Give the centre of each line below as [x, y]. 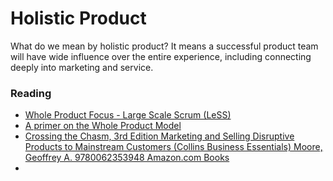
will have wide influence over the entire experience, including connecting [161, 56]
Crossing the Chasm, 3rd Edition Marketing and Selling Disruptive [159, 136]
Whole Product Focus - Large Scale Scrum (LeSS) [128, 115]
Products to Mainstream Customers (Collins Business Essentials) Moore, [173, 147]
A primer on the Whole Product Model [103, 126]
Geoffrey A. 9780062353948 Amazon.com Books [127, 158]
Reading [31, 93]
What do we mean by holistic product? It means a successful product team [164, 46]
